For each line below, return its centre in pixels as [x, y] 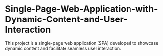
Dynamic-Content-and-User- [66, 19]
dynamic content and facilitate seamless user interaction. [63, 48]
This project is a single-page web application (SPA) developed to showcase [82, 43]
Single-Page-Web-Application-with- [81, 9]
